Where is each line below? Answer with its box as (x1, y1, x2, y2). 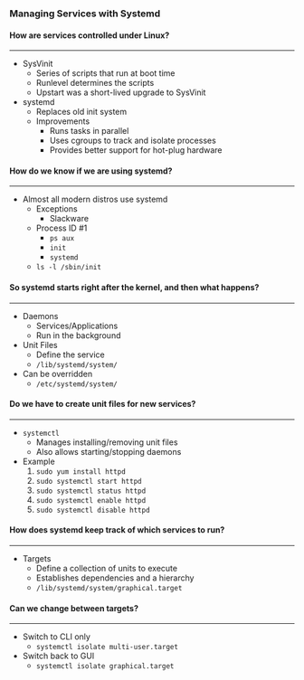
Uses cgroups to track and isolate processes (49, 135, 217, 146)
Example (22, 456, 56, 467)
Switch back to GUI (22, 650, 95, 662)
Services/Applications (35, 320, 119, 331)
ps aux (49, 234, 75, 243)
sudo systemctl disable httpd (35, 505, 151, 515)
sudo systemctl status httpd (35, 486, 147, 496)
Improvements (35, 116, 90, 127)
